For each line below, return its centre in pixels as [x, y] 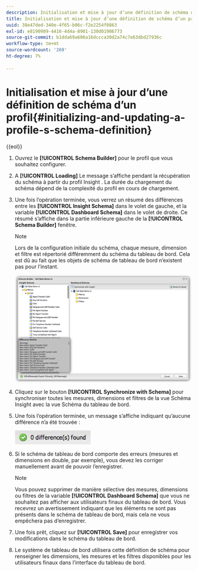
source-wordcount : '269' [37, 50]
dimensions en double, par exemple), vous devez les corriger [89, 460]
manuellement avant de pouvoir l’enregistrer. [69, 466]
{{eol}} [14, 146]
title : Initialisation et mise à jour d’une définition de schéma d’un [96, 19]
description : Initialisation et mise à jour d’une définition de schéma [97, 12]
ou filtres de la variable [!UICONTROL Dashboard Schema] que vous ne [102, 495]
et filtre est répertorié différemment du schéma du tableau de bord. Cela [102, 254]
